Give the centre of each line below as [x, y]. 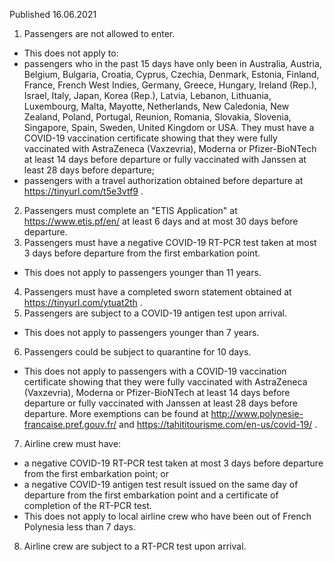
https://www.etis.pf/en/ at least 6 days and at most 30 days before [161, 221]
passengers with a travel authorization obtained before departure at [163, 180]
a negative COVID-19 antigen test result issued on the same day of [161, 484]
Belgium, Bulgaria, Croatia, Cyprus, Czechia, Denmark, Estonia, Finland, [171, 74]
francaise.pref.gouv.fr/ [70, 424]
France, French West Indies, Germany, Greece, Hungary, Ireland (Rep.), [170, 85]
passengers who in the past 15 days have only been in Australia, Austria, [172, 63]
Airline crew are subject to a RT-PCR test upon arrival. [135, 546]
